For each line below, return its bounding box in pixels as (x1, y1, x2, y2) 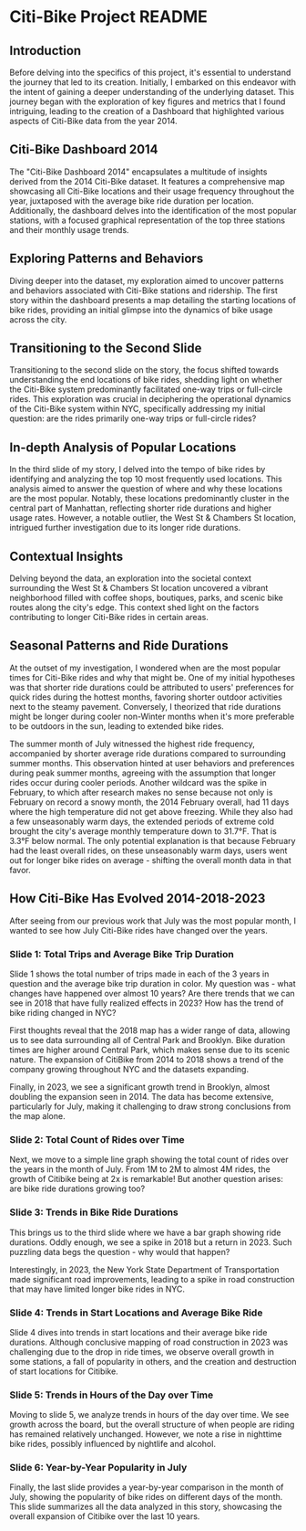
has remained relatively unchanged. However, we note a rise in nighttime (9, 1429, 282, 1440)
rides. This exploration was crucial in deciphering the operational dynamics (9, 394, 291, 405)
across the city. (9, 313, 67, 325)
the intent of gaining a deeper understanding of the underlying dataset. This (9, 87, 294, 97)
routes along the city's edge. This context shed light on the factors (9, 602, 260, 613)
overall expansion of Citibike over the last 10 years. (9, 1511, 200, 1522)
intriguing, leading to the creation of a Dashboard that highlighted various (9, 106, 285, 116)
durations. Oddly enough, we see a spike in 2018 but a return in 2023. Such (9, 1236, 293, 1248)
